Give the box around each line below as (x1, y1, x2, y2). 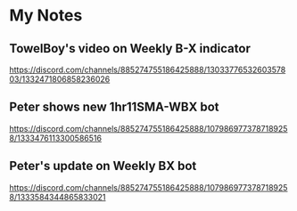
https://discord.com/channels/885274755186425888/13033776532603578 (9, 64, 286, 75)
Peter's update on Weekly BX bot (9, 158, 197, 174)
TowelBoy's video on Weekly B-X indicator (9, 41, 252, 56)
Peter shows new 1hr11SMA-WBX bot (9, 100, 219, 115)
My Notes (9, 5, 83, 26)
